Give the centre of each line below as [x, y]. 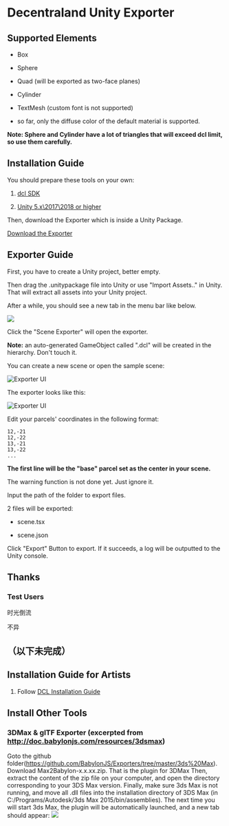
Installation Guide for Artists [69, 675]
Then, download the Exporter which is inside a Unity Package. [95, 220]
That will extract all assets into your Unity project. [77, 292]
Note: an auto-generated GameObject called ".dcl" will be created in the [109, 345]
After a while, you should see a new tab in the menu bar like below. [102, 305]
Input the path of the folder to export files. [66, 495]
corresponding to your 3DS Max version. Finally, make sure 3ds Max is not [112, 785]
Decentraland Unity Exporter [91, 13]
